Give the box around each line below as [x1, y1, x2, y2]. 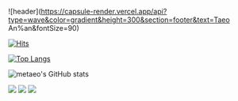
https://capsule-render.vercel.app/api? [40, 7, 167, 16]
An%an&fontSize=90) [8, 24, 79, 32]
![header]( [8, 7, 41, 16]
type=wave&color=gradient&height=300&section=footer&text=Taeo [8, 15, 230, 24]
